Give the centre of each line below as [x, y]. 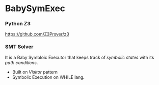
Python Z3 [18, 24]
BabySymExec [35, 8]
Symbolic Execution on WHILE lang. [48, 77]
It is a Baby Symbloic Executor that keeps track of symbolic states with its [80, 57]
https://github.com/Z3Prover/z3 [37, 34]
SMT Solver [19, 47]
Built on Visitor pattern [35, 72]
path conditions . [22, 62]
